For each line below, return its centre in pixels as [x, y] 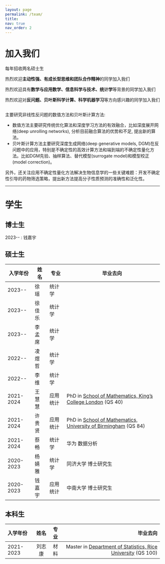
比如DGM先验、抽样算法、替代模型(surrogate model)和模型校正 [85, 156]
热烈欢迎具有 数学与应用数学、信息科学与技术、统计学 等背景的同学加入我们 [80, 90]
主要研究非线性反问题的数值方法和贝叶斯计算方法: [55, 115]
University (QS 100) [134, 553]
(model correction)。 [33, 162]
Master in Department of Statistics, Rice [112, 546]
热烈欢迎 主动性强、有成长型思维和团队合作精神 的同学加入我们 [68, 79]
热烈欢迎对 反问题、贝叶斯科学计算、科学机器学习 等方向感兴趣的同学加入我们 [82, 100]
